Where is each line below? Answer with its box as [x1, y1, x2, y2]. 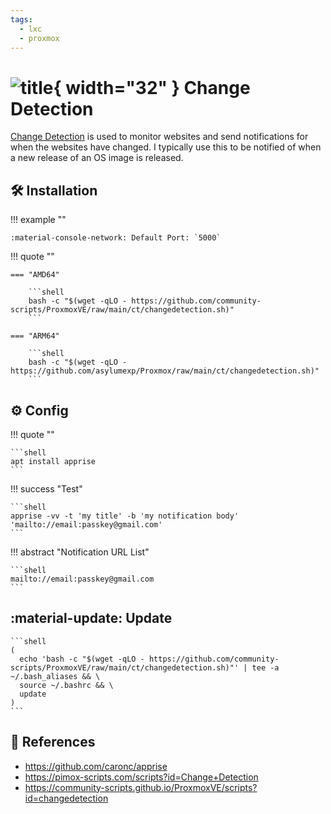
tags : [10, 14, 33, 25]
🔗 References [10, 734, 96, 751]
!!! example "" [10, 214, 67, 226]
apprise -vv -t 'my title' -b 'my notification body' [10, 511, 240, 521]
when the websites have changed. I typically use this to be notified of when [10, 141, 322, 153]
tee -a [251, 662, 280, 673]
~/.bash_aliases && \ [10, 671, 101, 681]
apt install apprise [10, 456, 97, 466]
